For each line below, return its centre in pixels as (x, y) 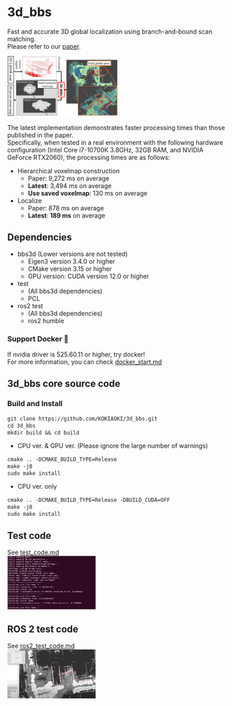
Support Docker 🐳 (38, 339)
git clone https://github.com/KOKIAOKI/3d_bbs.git (82, 419)
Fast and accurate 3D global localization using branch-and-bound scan (110, 31)
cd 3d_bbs (22, 426)
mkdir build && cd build (43, 433)
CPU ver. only (37, 487)
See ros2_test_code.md (41, 646)
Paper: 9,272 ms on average (68, 178)
